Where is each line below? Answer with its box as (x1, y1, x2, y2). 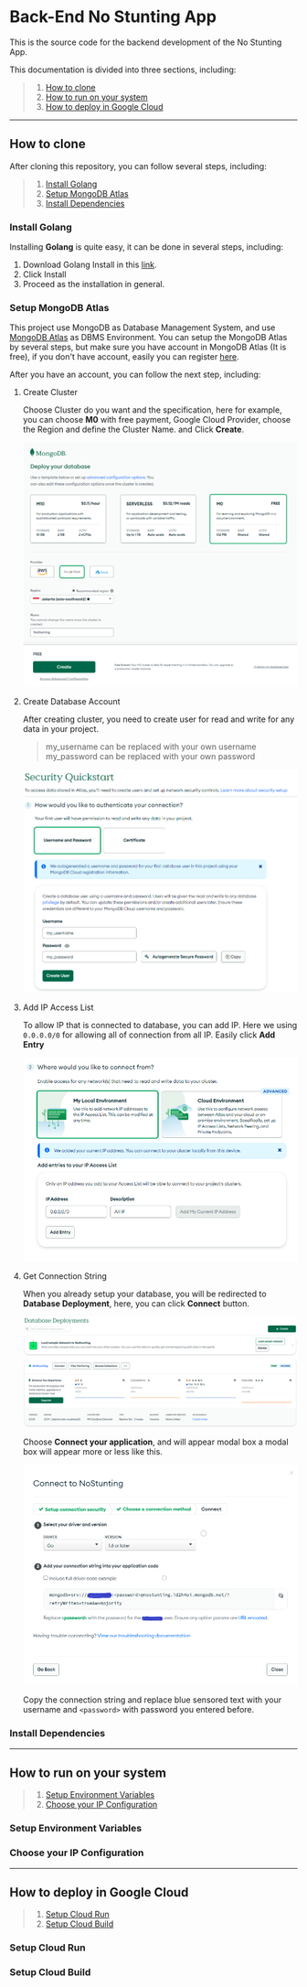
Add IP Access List (22, 1002, 94, 1013)
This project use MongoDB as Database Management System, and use (9, 322, 276, 333)
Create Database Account (22, 696, 121, 707)
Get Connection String (22, 1271, 108, 1282)
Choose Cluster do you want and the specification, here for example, (22, 404, 282, 415)
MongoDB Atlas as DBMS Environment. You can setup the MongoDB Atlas (9, 332, 288, 343)
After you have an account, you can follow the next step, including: (9, 369, 261, 381)
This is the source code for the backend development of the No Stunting (9, 37, 282, 48)
